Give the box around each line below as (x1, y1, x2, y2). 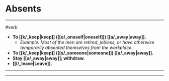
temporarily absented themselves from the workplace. (20, 44, 133, 50)
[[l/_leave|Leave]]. (12, 60, 52, 66)
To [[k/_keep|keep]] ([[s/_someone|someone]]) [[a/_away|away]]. (12, 49, 154, 55)
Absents (5, 3, 42, 14)
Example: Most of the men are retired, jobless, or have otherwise (20, 39, 154, 45)
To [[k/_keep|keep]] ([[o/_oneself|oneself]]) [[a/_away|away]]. (12, 33, 147, 40)
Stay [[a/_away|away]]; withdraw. (12, 55, 85, 61)
